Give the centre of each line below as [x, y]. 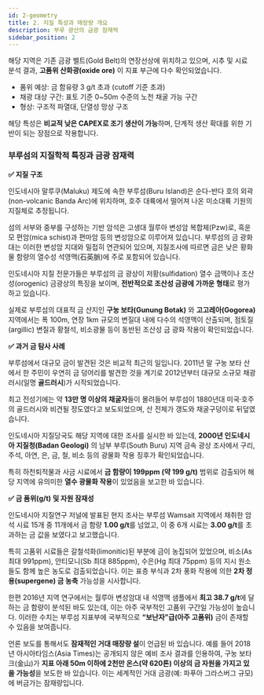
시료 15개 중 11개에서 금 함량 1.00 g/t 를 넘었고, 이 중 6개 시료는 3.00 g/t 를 [130, 525]
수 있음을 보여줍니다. [40, 627]
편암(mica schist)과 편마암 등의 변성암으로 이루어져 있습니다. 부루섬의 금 [127, 237]
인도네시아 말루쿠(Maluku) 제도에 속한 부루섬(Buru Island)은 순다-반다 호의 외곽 [131, 191]
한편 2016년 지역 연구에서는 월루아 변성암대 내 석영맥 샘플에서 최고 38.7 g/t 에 [127, 597]
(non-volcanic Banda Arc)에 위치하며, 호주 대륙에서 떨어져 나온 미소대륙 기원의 [130, 200]
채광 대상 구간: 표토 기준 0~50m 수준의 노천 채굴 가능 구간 [108, 97]
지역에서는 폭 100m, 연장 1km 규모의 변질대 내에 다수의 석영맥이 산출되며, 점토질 [131, 320]
